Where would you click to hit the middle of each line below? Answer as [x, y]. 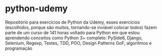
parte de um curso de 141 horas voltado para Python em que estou [72, 32]
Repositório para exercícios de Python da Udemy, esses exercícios [72, 22]
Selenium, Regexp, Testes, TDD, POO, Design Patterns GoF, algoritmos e [79, 43]
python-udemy [36, 9]
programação [19, 48]
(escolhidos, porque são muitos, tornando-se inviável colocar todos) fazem [81, 27]
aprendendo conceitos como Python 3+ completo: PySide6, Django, [74, 38]
